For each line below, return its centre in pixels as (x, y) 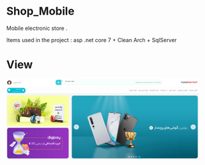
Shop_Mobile (40, 11)
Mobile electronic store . (37, 28)
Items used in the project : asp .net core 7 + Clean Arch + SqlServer (92, 40)
